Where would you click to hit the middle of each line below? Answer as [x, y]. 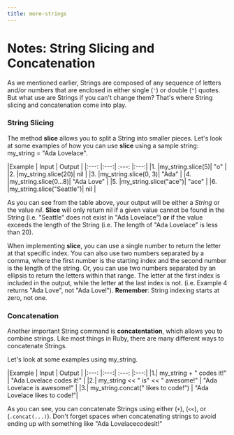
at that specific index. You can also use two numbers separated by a [106, 253]
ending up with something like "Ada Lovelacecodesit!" [85, 424]
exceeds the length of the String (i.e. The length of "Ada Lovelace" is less [112, 224]
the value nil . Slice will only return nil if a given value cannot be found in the [116, 210]
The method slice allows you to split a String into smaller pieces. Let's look [115, 138]
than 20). [20, 232]
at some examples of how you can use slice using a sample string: [103, 145]
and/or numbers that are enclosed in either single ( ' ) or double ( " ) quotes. [114, 90]
